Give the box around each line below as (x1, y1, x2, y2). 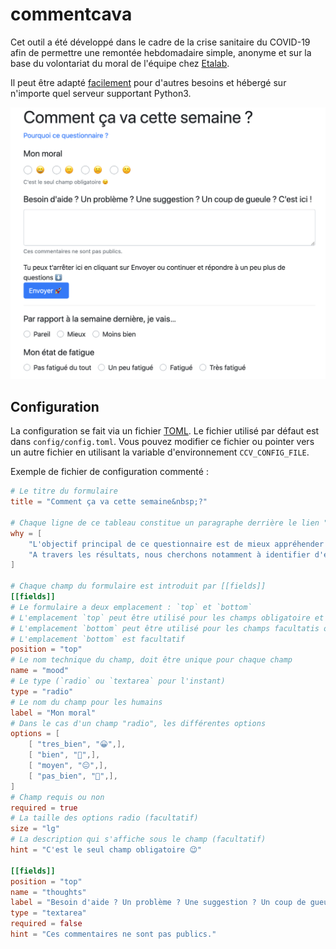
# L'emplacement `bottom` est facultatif (10, 634, 186, 644)
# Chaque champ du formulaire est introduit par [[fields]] (10, 581, 267, 592)
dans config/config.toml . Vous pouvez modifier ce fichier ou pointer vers (10, 436, 315, 448)
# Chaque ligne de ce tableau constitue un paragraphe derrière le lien (10, 518, 320, 528)
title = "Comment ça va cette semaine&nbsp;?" (10, 497, 208, 507)
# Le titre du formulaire (10, 486, 118, 497)
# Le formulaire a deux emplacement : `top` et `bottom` (10, 602, 253, 612)
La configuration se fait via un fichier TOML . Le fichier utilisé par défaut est (10, 425, 320, 437)
